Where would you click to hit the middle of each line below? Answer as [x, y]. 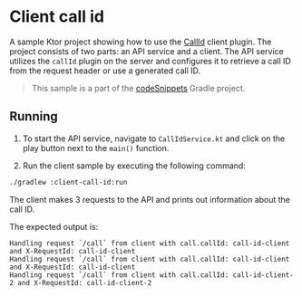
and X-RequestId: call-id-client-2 [85, 282]
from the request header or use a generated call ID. [105, 71]
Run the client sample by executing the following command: [134, 166]
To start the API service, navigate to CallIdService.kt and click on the [154, 138]
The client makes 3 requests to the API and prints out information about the [150, 199]
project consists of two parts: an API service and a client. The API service [146, 51]
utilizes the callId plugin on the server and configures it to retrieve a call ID [151, 61]
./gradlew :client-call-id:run [68, 182]
